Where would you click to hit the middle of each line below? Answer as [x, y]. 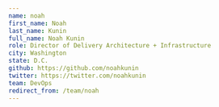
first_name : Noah [38, 23]
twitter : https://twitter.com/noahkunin [78, 76]
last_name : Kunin [38, 31]
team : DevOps [30, 83]
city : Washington [38, 53]
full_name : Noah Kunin [46, 38]
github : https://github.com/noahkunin [74, 68]
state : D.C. [28, 61]
